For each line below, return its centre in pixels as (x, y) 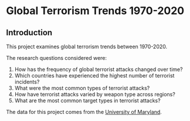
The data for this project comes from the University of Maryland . (84, 112)
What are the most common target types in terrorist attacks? (87, 100)
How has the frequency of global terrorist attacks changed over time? (99, 69)
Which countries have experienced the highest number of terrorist (94, 75)
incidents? (27, 82)
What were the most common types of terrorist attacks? (82, 88)
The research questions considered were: (57, 58)
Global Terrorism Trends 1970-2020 (95, 11)
